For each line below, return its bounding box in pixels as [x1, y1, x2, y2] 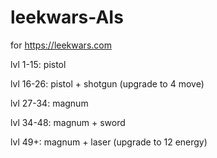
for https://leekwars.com [10, 39, 112, 51]
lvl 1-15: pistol [10, 58, 67, 70]
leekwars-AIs [10, 6, 124, 29]
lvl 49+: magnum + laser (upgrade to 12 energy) [10, 136, 208, 148]
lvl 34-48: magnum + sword [10, 116, 126, 128]
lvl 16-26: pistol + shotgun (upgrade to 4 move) [10, 77, 205, 90]
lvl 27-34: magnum [10, 97, 89, 109]
